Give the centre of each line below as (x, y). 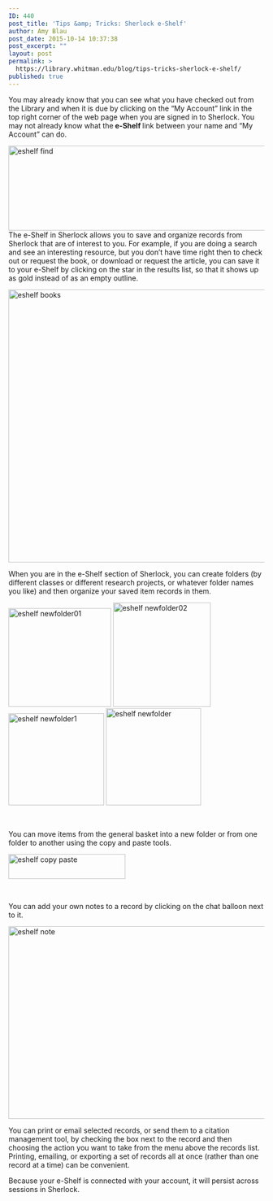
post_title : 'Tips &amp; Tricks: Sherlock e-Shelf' (97, 24)
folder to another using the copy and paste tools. (90, 842)
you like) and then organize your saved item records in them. (110, 591)
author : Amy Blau (38, 31)
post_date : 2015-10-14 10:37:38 (63, 39)
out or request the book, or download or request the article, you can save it (134, 260)
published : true (36, 76)
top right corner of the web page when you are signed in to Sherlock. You (132, 117)
